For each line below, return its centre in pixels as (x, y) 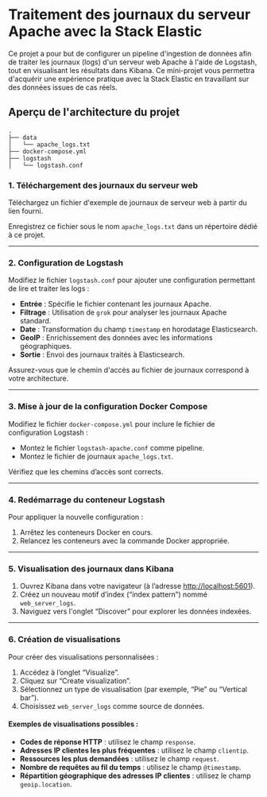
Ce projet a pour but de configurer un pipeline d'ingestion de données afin (130, 53)
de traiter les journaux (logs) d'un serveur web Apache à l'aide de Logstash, (133, 62)
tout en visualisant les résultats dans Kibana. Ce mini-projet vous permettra (132, 70)
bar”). (29, 698)
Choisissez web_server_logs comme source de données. (112, 706)
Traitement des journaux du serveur (130, 15)
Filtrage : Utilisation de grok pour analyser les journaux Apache (123, 312)
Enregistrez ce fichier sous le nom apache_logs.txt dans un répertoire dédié (133, 226)
